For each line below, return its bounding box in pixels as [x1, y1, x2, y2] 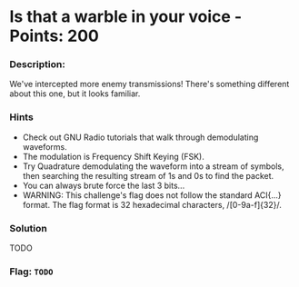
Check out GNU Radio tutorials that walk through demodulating [22, 132, 259, 143]
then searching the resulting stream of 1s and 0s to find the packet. [22, 170, 274, 181]
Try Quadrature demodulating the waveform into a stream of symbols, [22, 161, 284, 172]
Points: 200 [9, 25, 100, 46]
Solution [9, 222, 48, 234]
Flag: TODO [9, 265, 54, 278]
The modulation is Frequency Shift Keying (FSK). [22, 151, 204, 162]
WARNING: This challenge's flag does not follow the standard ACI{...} [22, 189, 282, 201]
